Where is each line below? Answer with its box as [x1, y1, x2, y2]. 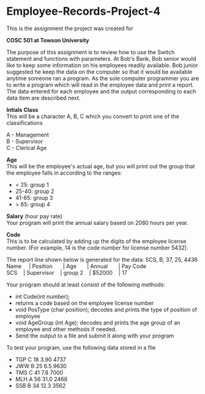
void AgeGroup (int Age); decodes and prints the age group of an [15, 318, 180, 326]
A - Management [6, 131, 49, 138]
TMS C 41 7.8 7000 [15, 369, 63, 376]
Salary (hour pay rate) [6, 212, 63, 219]
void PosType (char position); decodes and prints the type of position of [15, 305, 198, 313]
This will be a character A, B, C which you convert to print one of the [6, 112, 180, 120]
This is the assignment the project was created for [6, 25, 134, 32]
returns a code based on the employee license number [15, 299, 154, 307]
